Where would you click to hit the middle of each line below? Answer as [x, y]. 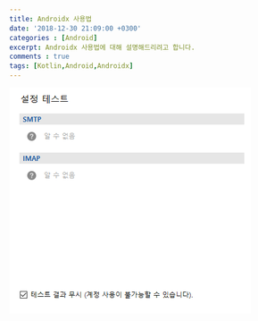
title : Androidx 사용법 [50, 19]
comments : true [39, 57]
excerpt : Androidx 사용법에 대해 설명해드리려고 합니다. [102, 47]
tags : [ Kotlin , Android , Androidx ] [71, 66]
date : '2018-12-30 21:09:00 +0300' [75, 28]
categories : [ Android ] [54, 38]
